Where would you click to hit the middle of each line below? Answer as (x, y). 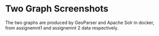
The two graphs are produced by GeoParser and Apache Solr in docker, (80, 22)
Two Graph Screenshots (57, 9)
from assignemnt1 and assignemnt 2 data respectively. (62, 27)
